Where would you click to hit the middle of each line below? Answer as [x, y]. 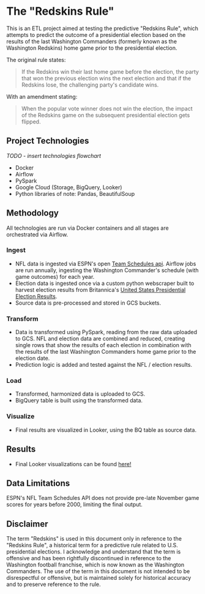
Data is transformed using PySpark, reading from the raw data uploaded [106, 332]
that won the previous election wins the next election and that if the [106, 78]
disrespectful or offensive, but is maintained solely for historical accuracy [99, 578]
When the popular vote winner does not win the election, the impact [107, 108]
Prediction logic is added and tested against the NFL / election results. [104, 365]
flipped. [31, 122]
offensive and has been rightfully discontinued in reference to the [89, 558]
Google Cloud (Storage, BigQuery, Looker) [69, 187]
